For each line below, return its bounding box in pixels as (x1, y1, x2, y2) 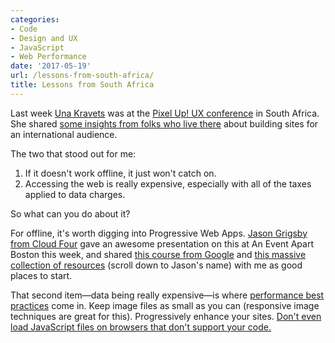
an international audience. (10, 128, 118, 140)
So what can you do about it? (10, 207, 131, 220)
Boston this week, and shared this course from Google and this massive (10, 248, 307, 260)
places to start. (10, 269, 73, 281)
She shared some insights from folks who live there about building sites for (10, 117, 319, 130)
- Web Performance (10, 52, 87, 62)
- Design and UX (10, 33, 78, 43)
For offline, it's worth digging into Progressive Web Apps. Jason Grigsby (10, 227, 308, 239)
